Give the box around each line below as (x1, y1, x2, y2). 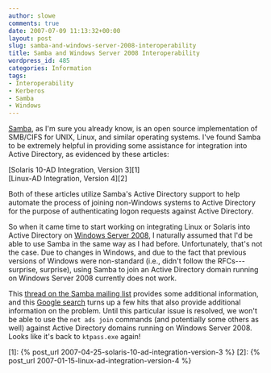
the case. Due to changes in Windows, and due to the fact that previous (8, 247, 247, 258)
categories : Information (8, 64, 92, 73)
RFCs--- (217, 256, 246, 266)
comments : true (8, 19, 60, 27)
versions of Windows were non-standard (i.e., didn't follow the (8, 256, 216, 266)
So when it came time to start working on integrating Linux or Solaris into (8, 222, 251, 232)
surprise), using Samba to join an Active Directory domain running (40, 265, 259, 275)
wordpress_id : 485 (8, 57, 70, 65)
